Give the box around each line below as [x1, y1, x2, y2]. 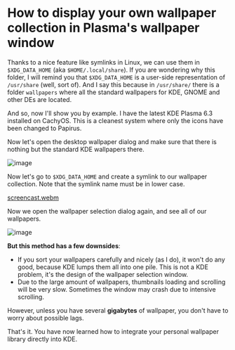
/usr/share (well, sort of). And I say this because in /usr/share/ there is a [7, 80, 220, 89]
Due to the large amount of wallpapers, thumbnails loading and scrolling [17, 278, 226, 286]
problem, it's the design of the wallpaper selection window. [17, 270, 188, 278]
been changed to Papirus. [7, 124, 82, 132]
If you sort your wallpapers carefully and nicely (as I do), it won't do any [17, 255, 226, 264]
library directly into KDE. [7, 335, 78, 343]
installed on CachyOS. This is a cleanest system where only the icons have [7, 116, 224, 124]
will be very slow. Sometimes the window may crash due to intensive [17, 285, 216, 293]
